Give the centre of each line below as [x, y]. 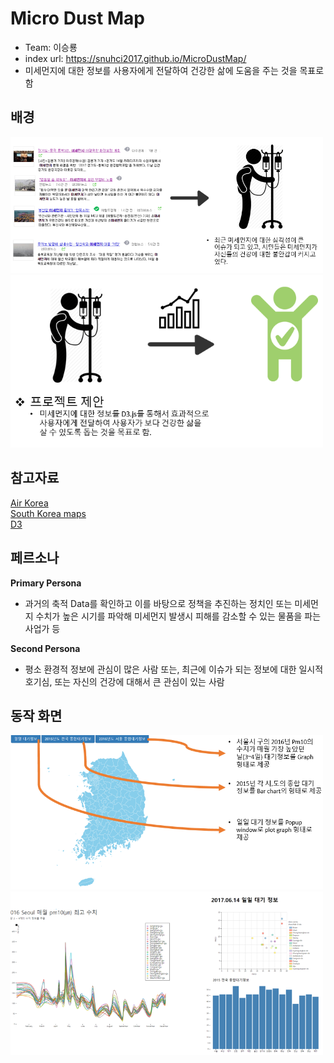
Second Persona [45, 648]
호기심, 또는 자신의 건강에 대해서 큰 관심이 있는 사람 [124, 681]
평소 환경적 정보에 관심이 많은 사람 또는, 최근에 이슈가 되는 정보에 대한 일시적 [174, 669]
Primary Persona [46, 583]
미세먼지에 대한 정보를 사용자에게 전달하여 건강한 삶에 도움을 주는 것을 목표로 [174, 70]
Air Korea [29, 503]
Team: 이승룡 [51, 47]
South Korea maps [48, 513]
